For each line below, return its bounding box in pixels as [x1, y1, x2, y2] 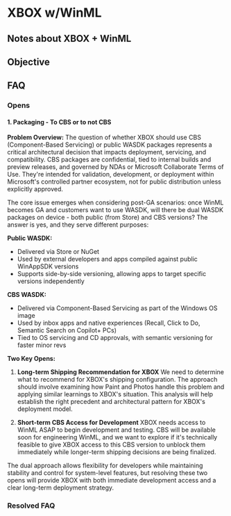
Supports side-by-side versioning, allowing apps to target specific [17, 270, 207, 278]
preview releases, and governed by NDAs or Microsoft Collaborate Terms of [7, 163, 224, 171]
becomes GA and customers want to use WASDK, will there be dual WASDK [7, 206, 224, 214]
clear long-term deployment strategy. [7, 483, 114, 492]
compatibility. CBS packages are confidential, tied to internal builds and [7, 155, 212, 164]
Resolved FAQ [7, 501, 55, 510]
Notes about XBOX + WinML [7, 33, 132, 45]
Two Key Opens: [7, 355, 55, 363]
